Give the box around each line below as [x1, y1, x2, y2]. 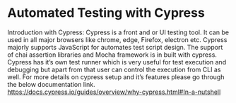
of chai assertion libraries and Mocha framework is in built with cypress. [7, 50, 218, 59]
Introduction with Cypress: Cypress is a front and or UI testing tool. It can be [7, 28, 230, 36]
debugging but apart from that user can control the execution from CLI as [7, 65, 221, 74]
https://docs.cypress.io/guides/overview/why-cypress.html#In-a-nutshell [7, 88, 221, 96]
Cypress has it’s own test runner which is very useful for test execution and [7, 57, 227, 66]
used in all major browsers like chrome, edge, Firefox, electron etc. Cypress [7, 35, 228, 43]
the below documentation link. [7, 80, 95, 88]
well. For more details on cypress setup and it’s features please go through [7, 72, 225, 81]
